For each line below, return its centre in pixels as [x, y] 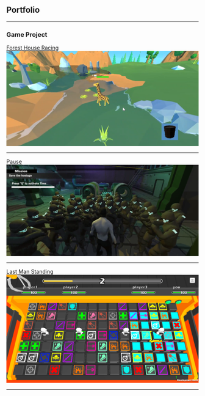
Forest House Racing [33, 48]
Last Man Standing [30, 271]
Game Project [27, 34]
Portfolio [23, 10]
